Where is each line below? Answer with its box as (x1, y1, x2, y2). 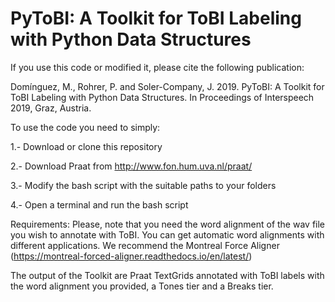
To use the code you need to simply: (10, 121, 161, 133)
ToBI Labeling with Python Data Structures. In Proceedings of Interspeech (10, 91, 315, 103)
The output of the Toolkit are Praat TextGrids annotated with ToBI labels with (10, 269, 325, 281)
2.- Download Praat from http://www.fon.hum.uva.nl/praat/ (10, 160, 253, 172)
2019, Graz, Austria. (10, 102, 92, 114)
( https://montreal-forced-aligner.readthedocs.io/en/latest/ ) (10, 250, 253, 262)
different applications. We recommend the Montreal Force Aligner (10, 239, 280, 251)
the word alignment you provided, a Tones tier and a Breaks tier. (10, 280, 274, 292)
